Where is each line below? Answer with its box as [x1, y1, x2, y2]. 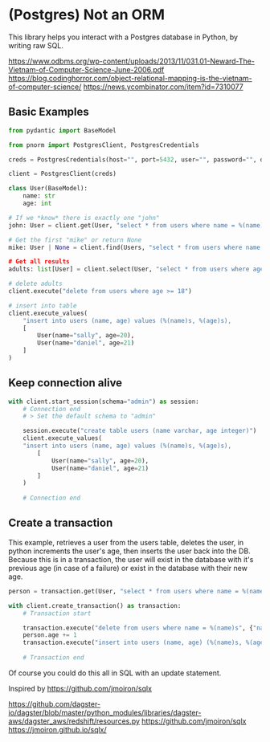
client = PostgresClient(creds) [8, 170, 117, 178]
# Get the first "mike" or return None [8, 235, 142, 244]
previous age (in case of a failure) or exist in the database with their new [8, 563, 247, 573]
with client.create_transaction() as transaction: [8, 601, 182, 609]
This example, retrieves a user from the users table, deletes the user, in [8, 537, 243, 547]
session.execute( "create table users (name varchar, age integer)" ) [22, 427, 257, 435]
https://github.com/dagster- [8, 699, 101, 708]
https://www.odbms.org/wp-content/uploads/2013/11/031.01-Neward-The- [8, 56, 256, 66]
